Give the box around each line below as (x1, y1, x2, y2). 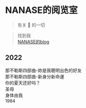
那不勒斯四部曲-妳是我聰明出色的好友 (5, 67, 82, 73)
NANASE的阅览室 (5, 4, 78, 16)
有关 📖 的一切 (17, 22, 45, 28)
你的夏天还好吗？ (5, 80, 40, 86)
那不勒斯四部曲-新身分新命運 (5, 73, 64, 80)
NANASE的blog (17, 38, 49, 45)
